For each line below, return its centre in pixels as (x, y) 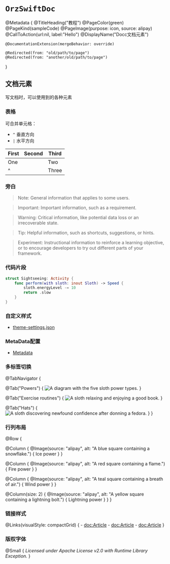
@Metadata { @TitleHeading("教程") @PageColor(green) (65, 22)
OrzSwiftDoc (30, 9)
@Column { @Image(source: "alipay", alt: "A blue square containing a (77, 449)
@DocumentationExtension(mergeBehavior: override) (60, 44)
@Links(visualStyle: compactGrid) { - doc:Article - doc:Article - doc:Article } (85, 525)
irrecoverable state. (38, 223)
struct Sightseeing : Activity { (39, 278)
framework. (30, 253)
